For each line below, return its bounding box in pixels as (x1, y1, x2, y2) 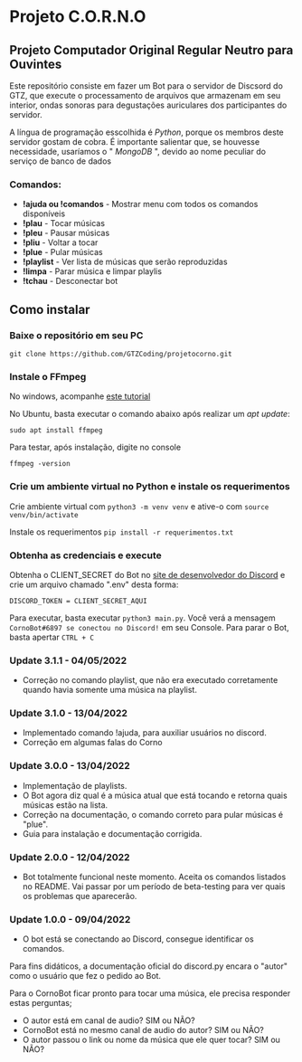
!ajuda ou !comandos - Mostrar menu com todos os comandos (22, 199, 259, 210)
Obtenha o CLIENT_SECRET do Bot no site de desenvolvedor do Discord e (9, 569, 286, 580)
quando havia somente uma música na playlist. (22, 685, 197, 696)
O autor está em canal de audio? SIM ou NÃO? (22, 1015, 196, 1026)
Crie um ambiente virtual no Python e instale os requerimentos (9, 480, 291, 493)
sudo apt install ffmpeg (9, 426, 103, 435)
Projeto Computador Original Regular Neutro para (9, 43, 294, 58)
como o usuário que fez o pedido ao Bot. (9, 971, 161, 981)
